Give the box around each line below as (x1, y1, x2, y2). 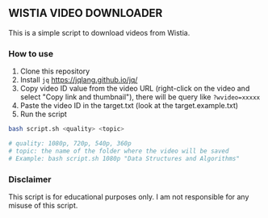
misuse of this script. (8, 200, 78, 210)
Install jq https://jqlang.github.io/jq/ (19, 75, 138, 85)
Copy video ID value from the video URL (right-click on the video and (19, 84, 250, 94)
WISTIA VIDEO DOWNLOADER (8, 6, 163, 20)
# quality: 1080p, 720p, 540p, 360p (8, 139, 132, 148)
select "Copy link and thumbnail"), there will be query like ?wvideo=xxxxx (19, 92, 261, 102)
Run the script (19, 109, 67, 119)
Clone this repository (19, 66, 90, 76)
